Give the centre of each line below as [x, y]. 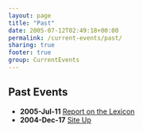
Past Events [38, 92]
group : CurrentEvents [44, 60]
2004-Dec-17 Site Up [55, 119]
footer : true [30, 52]
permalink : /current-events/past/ [66, 38]
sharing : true [32, 45]
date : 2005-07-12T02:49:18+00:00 [64, 30]
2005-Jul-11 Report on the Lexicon [77, 111]
